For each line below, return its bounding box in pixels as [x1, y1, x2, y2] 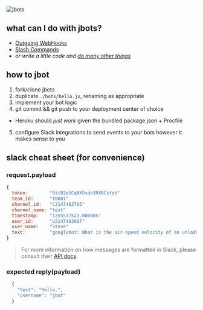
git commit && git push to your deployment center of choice [14, 105, 164, 112]
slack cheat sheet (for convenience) [6, 153, 145, 163]
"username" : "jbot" [17, 292, 66, 299]
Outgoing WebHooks [14, 39, 68, 47]
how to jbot [6, 70, 50, 80]
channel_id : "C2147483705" [11, 201, 85, 207]
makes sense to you [14, 135, 65, 142]
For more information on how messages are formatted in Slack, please [21, 246, 196, 254]
